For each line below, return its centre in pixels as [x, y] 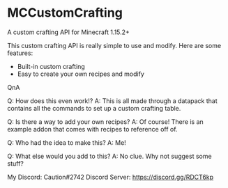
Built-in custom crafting [51, 66]
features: [20, 53]
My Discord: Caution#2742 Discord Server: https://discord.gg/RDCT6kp [111, 177]
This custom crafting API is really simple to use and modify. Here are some [114, 45]
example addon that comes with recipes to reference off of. [92, 129]
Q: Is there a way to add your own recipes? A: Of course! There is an [105, 122]
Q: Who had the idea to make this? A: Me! [67, 142]
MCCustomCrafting [65, 13]
